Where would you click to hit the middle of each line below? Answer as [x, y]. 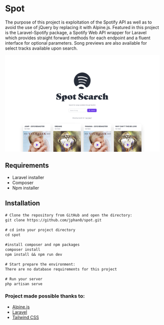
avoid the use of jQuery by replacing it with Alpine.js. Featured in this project [82, 27]
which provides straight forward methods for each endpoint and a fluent [78, 38]
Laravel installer [28, 177]
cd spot [13, 235]
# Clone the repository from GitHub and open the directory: [69, 215]
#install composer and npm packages [42, 244]
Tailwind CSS [25, 317]
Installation [23, 203]
